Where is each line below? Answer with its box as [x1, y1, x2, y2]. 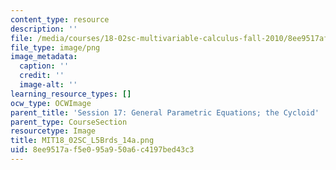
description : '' [10, 24, 78, 34]
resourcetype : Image [10, 126, 97, 136]
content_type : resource [10, 14, 110, 25]
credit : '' [19, 71, 65, 81]
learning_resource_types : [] [10, 89, 132, 99]
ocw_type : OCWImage [10, 98, 92, 108]
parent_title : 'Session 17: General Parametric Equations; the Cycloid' [10, 107, 320, 118]
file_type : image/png [10, 42, 101, 53]
